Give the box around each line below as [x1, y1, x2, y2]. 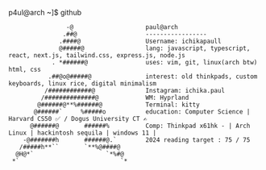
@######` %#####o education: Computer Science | [33, 108, 251, 116]
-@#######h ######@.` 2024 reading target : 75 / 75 [23, 136, 251, 144]
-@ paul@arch [65, 23, 179, 31]
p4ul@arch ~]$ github [8, 8, 82, 17]
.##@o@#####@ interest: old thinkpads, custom [48, 73, 258, 81]
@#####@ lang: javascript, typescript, [59, 44, 251, 52]
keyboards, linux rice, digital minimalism [8, 80, 157, 88]
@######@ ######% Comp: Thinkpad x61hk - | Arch [29, 122, 251, 130]
